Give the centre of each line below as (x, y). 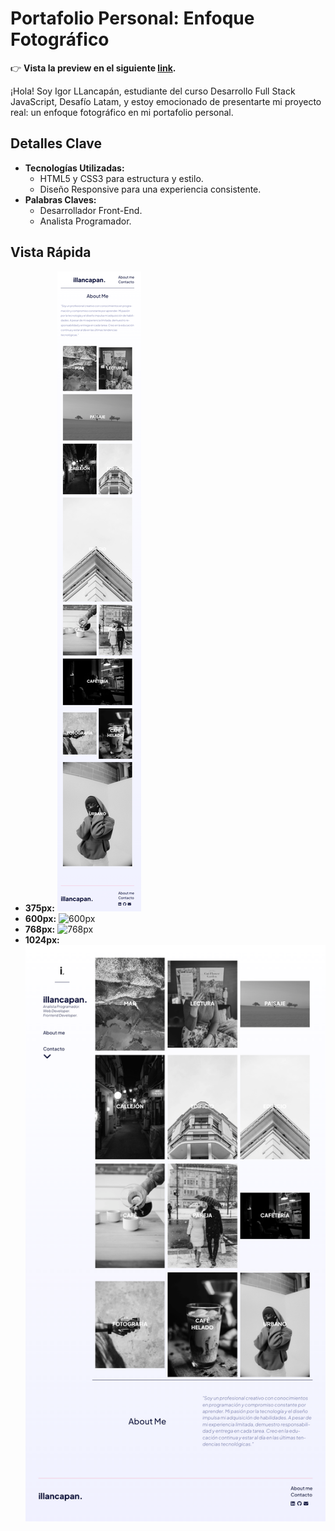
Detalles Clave (56, 143)
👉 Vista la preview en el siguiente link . (93, 68)
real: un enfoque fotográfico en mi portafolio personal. (122, 112)
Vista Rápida (51, 252)
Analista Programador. (85, 221)
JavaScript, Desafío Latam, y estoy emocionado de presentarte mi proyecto (166, 101)
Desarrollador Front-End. (91, 210)
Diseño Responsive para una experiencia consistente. (150, 189)
